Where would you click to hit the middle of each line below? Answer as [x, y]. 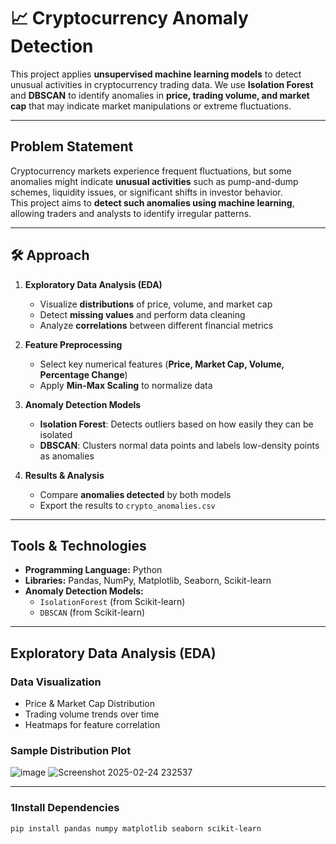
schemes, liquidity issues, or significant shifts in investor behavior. [146, 192]
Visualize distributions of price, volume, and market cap [156, 304]
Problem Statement [72, 146]
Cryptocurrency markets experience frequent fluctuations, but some [151, 171]
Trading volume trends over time [92, 714]
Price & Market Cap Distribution [89, 704]
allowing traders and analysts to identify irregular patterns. [131, 213]
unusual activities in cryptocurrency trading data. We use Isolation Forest [162, 84]
